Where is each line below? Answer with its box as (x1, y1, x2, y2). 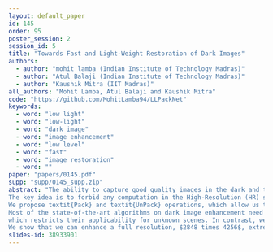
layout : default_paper (8, 11, 85, 20)
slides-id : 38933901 (8, 231, 79, 240)
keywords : (8, 102, 42, 111)
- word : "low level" (15, 140, 85, 149)
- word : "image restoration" (15, 155, 115, 163)
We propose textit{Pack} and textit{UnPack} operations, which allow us (8, 201, 260, 209)
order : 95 (8, 27, 42, 35)
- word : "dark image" (15, 125, 89, 133)
